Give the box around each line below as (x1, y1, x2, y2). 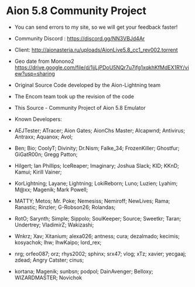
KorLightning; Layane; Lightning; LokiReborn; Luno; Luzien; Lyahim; (14, 180, 178, 187)
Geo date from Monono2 (14, 58, 74, 65)
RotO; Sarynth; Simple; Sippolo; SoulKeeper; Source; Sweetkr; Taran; (14, 215, 182, 222)
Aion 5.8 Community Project (6, 4, 146, 18)
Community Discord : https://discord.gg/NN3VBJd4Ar (14, 35, 145, 42)
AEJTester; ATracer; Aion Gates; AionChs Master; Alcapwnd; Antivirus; (14, 127, 186, 134)
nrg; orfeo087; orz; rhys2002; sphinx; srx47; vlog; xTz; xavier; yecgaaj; (14, 250, 186, 257)
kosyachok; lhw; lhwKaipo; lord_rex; (14, 239, 102, 246)
